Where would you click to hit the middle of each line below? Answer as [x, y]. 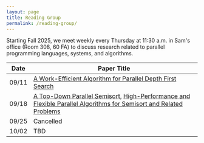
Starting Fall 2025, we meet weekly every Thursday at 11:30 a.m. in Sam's [98, 41]
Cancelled [48, 121]
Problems [47, 111]
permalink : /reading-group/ [42, 23]
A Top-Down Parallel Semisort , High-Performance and [112, 96]
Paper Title [114, 69]
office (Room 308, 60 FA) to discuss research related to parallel [86, 47]
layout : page [23, 12]
